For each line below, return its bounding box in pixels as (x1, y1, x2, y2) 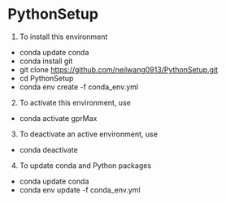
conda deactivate (19, 145, 78, 154)
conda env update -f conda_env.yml (19, 184, 141, 195)
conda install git (19, 56, 73, 66)
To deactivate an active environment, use (19, 129, 158, 139)
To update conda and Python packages (19, 160, 152, 171)
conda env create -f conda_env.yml (19, 82, 139, 92)
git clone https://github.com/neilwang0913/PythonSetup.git (19, 64, 219, 74)
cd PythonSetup (19, 73, 74, 83)
